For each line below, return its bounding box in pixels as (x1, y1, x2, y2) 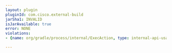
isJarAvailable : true (5, 21, 52, 27)
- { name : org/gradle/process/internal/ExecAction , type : (5, 36, 130, 41)
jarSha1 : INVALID (5, 17, 42, 22)
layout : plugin (5, 7, 38, 13)
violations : (5, 31, 31, 36)
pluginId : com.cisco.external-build (5, 12, 83, 17)
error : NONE (5, 26, 31, 31)
